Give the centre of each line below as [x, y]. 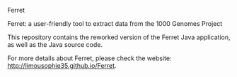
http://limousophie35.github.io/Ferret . [62, 65]
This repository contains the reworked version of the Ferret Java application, [119, 37]
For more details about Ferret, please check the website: [89, 58]
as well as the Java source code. [55, 44]
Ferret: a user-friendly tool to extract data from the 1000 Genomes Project [115, 23]
